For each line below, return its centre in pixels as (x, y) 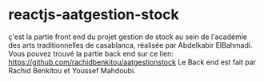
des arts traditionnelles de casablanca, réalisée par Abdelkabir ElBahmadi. (130, 45)
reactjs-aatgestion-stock (94, 15)
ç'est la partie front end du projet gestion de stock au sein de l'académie (128, 37)
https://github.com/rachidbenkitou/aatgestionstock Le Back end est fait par (132, 62)
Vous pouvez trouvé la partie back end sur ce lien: (91, 53)
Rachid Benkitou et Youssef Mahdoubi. (72, 70)
